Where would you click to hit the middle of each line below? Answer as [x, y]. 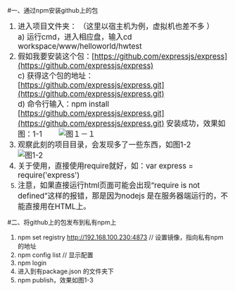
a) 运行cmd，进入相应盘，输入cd [75, 37]
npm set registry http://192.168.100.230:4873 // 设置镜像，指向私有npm [120, 237]
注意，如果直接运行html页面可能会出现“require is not [109, 185]
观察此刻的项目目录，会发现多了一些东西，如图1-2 [104, 145]
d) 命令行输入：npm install [63, 104]
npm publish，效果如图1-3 [55, 280]
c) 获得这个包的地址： [55, 76]
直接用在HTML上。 [58, 207]
